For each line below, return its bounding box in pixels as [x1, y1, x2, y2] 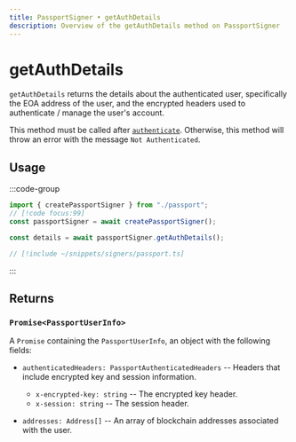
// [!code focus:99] [9, 209, 86, 218]
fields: [9, 345, 33, 356]
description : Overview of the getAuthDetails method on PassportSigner [9, 21, 280, 30]
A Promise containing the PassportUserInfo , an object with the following [9, 335, 271, 346]
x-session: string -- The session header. [35, 399, 189, 409]
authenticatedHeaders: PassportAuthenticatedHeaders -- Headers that [21, 362, 281, 373]
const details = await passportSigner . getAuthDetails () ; [9, 233, 225, 242]
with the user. [21, 425, 73, 436]
